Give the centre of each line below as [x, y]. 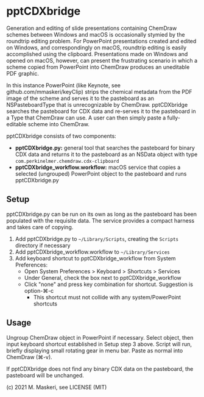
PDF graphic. [23, 73]
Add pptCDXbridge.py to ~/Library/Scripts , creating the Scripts [97, 238]
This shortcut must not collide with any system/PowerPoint [107, 297]
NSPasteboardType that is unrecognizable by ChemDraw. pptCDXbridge [97, 104]
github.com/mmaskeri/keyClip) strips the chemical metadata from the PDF [100, 91]
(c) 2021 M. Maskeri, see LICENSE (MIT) [57, 387]
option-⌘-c [39, 290]
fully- [174, 118]
